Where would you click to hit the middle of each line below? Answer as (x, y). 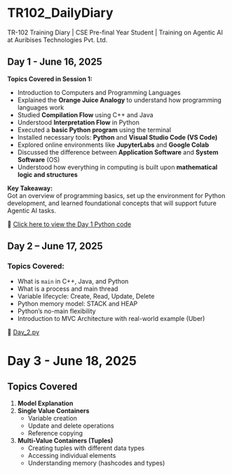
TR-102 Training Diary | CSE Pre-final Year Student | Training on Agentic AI (115, 32)
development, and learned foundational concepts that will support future (112, 203)
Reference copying (55, 433)
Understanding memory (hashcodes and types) (96, 463)
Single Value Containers (53, 411)
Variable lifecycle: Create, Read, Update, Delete (86, 296)
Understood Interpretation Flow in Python (79, 122)
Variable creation (52, 419)
